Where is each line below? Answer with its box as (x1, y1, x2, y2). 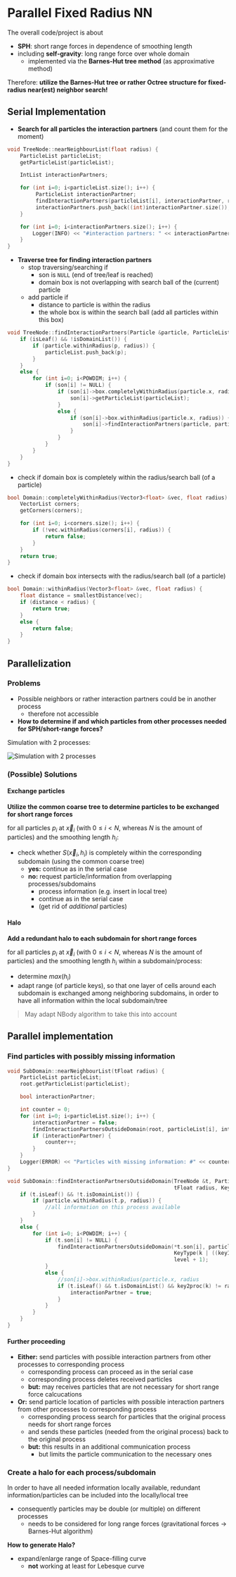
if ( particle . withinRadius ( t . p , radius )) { (32, 1197, 162, 1204)
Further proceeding (7, 1337, 65, 1345)
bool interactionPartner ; (20, 1094, 96, 1101)
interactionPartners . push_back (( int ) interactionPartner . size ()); (35, 204, 231, 211)
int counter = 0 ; (20, 1106, 71, 1113)
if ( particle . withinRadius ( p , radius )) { (32, 342, 156, 350)
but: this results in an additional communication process (27, 1442, 191, 1451)
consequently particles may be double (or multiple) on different (17, 1504, 201, 1513)
